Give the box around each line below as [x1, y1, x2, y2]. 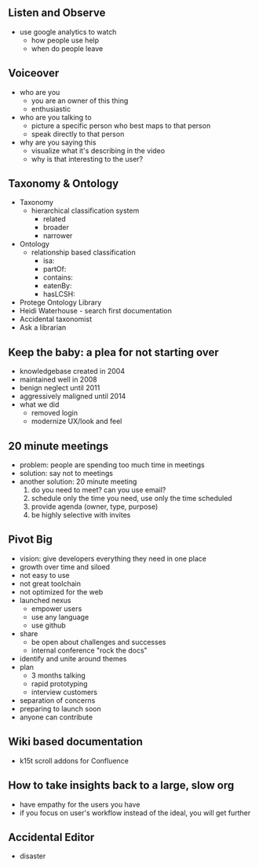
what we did [19, 400, 60, 409]
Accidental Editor [8, 830, 95, 843]
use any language [31, 612, 89, 621]
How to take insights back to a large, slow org [8, 779, 235, 792]
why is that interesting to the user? [31, 154, 144, 163]
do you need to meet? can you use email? [31, 485, 166, 495]
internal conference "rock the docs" [31, 646, 148, 655]
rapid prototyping [31, 679, 88, 688]
